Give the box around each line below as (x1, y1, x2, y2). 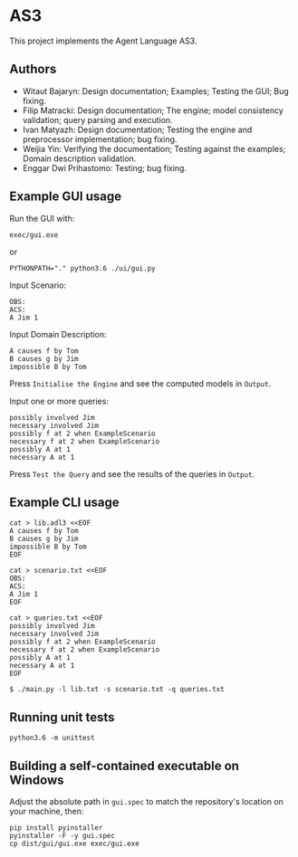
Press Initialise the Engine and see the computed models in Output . (9, 377, 272, 389)
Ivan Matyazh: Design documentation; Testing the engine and (22, 124, 253, 135)
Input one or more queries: (9, 395, 109, 406)
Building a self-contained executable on (9, 757, 240, 774)
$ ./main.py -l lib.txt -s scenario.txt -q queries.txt (9, 685, 225, 694)
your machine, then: (9, 806, 84, 816)
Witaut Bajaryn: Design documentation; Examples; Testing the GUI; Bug (22, 85, 290, 96)
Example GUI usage (9, 189, 122, 205)
